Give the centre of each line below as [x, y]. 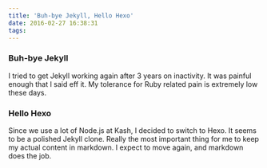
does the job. [30, 155]
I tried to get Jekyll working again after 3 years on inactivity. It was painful [130, 76]
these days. [28, 92]
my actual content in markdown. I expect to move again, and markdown [126, 147]
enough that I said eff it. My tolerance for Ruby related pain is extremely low [133, 84]
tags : [17, 30]
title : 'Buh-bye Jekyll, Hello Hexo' [71, 16]
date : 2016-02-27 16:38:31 [53, 23]
